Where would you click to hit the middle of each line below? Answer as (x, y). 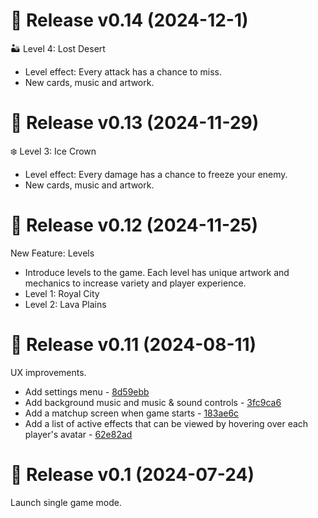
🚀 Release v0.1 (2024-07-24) (132, 474)
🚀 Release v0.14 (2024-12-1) (129, 20)
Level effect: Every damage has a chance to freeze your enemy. (156, 174)
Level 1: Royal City (62, 293)
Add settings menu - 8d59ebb (87, 391)
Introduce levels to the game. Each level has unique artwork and (157, 272)
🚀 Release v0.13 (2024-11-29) (135, 123)
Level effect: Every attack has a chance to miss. (123, 71)
